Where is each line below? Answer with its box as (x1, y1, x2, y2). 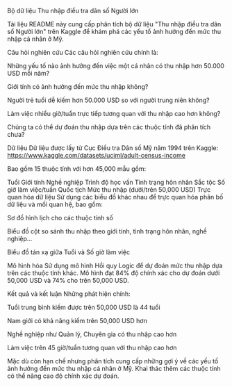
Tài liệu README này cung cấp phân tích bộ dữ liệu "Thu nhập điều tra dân (7, 20, 222, 28)
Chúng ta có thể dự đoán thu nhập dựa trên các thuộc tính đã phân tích (7, 123, 211, 131)
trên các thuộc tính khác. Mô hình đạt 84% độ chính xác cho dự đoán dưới (7, 269, 220, 277)
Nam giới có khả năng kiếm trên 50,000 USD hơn (7, 317, 147, 324)
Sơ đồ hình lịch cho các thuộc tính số (7, 214, 113, 222)
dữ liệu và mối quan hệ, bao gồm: (7, 200, 103, 208)
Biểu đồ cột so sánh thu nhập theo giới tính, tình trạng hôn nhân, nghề (7, 227, 207, 236)
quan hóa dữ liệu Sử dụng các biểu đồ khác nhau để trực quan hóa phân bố (7, 193, 224, 201)
